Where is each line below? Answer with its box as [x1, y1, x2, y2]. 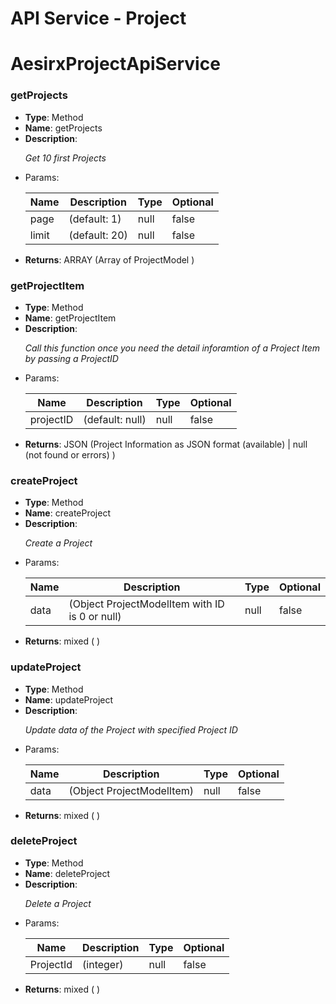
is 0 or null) [68, 610, 122, 624]
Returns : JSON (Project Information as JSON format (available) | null [24, 438, 308, 450]
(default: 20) [68, 228, 128, 242]
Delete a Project [24, 897, 92, 909]
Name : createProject [24, 507, 111, 519]
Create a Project [24, 537, 93, 549]
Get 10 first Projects [24, 152, 107, 164]
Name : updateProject [24, 693, 114, 706]
